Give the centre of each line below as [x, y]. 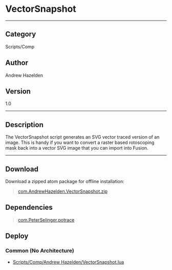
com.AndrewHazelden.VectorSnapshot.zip [63, 191]
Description [24, 125]
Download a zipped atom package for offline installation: [65, 181]
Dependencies [29, 208]
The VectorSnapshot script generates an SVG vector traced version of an [82, 137]
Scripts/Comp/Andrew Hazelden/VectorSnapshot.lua [68, 262]
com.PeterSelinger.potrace [46, 220]
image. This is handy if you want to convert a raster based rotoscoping [80, 142]
